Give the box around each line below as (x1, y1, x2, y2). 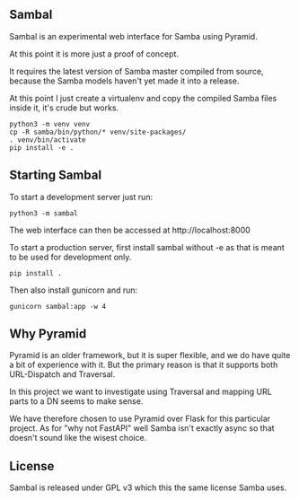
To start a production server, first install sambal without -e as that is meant (9, 241, 285, 252)
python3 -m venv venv (9, 119, 91, 128)
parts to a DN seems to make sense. (9, 396, 144, 407)
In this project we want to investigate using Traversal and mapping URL (9, 386, 272, 398)
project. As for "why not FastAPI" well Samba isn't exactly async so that (9, 423, 276, 434)
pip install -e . (9, 143, 75, 152)
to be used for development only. (9, 251, 132, 262)
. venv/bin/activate (9, 135, 87, 145)
